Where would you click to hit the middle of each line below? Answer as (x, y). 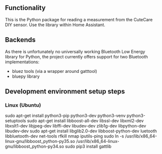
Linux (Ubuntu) (23, 105)
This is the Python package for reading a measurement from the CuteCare (79, 19)
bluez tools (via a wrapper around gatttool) (55, 71)
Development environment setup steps (65, 91)
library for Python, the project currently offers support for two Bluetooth (77, 56)
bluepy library (26, 76)
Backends (20, 40)
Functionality (25, 8)
